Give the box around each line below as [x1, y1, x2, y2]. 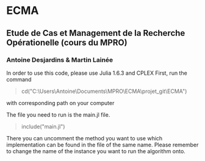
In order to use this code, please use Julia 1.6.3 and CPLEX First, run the [6, 69, 187, 77]
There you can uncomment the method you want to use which [6, 134, 163, 142]
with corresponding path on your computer [6, 99, 115, 106]
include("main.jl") [21, 123, 65, 130]
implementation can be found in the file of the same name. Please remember [6, 141, 199, 148]
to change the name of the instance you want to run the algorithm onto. [6, 147, 186, 155]
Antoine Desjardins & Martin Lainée [6, 55, 113, 64]
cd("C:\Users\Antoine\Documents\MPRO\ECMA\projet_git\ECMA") [21, 87, 187, 95]
